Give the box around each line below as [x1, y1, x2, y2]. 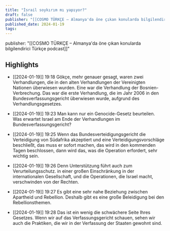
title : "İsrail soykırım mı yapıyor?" [5, 7, 87, 13]
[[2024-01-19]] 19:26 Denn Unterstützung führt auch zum [12, 162, 133, 169]
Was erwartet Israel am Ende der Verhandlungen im [12, 116, 120, 122]
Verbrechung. [12, 90, 41, 96]
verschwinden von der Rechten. [12, 179, 79, 185]
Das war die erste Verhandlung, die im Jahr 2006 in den [42, 90, 159, 96]
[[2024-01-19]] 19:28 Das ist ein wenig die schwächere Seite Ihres [12, 209, 151, 215]
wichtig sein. [12, 153, 39, 159]
